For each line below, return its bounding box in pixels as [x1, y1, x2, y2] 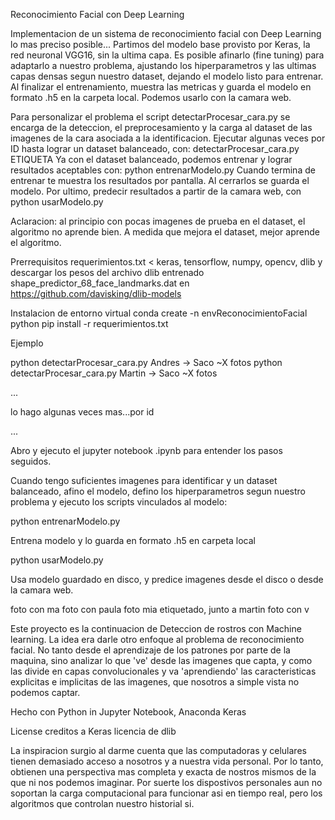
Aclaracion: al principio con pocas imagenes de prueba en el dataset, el [10, 215, 306, 227]
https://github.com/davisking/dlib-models [10, 288, 182, 299]
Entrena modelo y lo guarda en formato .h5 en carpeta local [10, 535, 257, 546]
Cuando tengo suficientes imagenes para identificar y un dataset [10, 475, 278, 486]
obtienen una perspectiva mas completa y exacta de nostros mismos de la [10, 766, 317, 778]
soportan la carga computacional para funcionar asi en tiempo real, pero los [10, 787, 323, 799]
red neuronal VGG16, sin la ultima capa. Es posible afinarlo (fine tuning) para [10, 49, 325, 61]
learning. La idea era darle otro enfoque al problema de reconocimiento [10, 634, 305, 645]
